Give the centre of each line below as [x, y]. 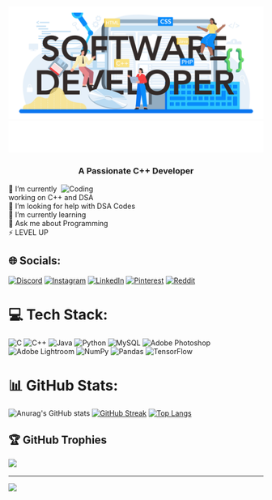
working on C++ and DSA [51, 197]
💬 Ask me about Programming [58, 223]
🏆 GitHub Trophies [58, 440]
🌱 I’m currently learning [47, 214]
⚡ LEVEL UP [28, 232]
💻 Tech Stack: [58, 314]
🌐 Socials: [35, 261]
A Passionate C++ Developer [136, 171]
